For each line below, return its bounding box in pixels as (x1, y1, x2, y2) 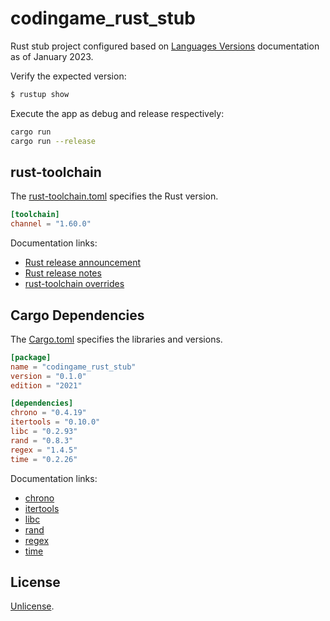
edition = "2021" (10, 380, 83, 391)
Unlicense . (10, 600, 55, 612)
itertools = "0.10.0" (10, 417, 101, 427)
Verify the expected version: (10, 70, 127, 82)
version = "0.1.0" (10, 371, 87, 381)
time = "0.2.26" (10, 454, 78, 464)
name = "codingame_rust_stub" (10, 362, 137, 372)
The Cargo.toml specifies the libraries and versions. (10, 333, 223, 345)
